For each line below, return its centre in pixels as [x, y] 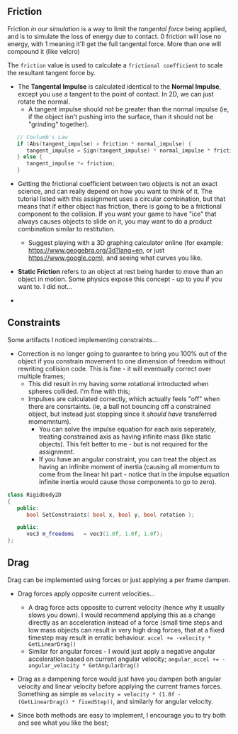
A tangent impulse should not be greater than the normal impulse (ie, [129, 109]
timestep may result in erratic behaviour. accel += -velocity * [119, 637]
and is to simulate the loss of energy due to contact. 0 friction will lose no [114, 36]
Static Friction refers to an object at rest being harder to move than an [120, 272]
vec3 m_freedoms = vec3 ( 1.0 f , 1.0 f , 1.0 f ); [94, 534]
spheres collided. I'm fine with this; [79, 391]
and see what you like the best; [63, 723]
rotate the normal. [44, 102]
